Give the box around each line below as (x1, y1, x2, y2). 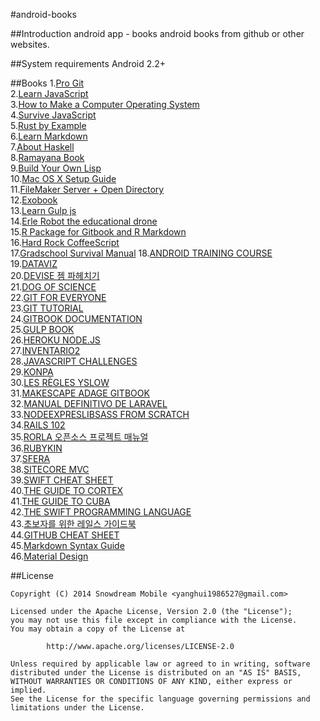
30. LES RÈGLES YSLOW (10, 377, 110, 388)
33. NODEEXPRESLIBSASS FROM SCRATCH (10, 409, 190, 420)
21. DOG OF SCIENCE (10, 281, 97, 293)
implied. (10, 685, 47, 695)
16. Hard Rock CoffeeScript (10, 237, 120, 248)
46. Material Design (10, 550, 89, 562)
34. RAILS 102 (10, 419, 66, 431)
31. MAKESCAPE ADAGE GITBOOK (10, 387, 150, 399)
